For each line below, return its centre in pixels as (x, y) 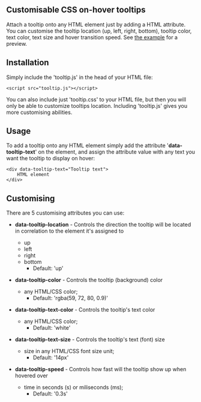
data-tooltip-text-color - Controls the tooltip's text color (85, 310)
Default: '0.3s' (50, 394)
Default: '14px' (51, 357)
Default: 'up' (48, 268)
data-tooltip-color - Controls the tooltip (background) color (89, 280)
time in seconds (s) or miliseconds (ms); (73, 388)
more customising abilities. (39, 112)
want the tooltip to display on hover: (50, 159)
